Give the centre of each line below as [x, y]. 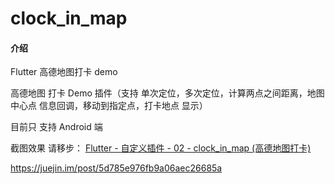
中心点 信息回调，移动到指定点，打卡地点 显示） [109, 106]
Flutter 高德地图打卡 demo [64, 72]
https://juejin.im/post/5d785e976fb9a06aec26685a [116, 168]
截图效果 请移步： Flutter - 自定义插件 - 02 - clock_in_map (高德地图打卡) [161, 148]
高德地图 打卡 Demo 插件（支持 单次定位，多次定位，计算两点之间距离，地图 [167, 93]
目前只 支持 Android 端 [56, 127]
